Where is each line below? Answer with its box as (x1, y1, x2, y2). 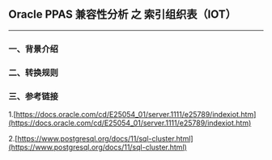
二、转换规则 (8, 67, 59, 78)
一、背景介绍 (8, 43, 59, 54)
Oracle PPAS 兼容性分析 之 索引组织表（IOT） (8, 7, 237, 22)
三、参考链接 (8, 91, 59, 102)
